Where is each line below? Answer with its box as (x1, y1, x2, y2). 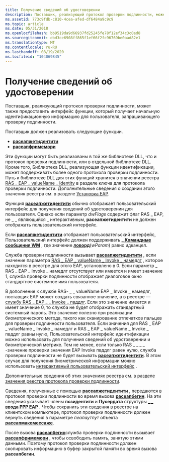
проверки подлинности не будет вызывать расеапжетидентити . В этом (5, 353, 161, 359)
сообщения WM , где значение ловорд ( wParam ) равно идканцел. (5, 242, 147, 249)
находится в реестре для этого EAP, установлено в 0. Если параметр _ (5, 263, 157, 269)
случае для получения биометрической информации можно (5, 358, 136, 364)
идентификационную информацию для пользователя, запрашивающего (5, 113, 160, 120)
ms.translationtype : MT (5, 40, 55, 45)
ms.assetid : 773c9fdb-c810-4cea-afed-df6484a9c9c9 (5, 17, 114, 22)
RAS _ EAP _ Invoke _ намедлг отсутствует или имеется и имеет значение (5, 268, 163, 274)
